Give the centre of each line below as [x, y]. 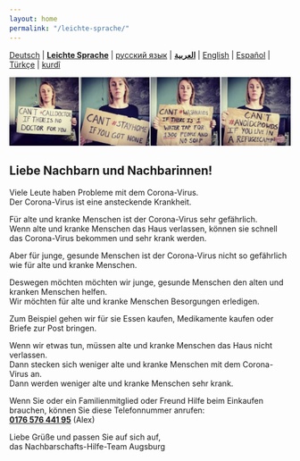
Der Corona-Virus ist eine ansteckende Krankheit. [100, 202]
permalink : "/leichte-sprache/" [69, 28]
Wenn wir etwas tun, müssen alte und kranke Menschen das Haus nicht [141, 345]
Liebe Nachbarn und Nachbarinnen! [111, 171]
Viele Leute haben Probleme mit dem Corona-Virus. [104, 192]
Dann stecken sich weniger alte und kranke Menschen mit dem [125, 364]
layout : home [33, 19]
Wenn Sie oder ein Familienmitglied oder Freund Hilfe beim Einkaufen [137, 400]
